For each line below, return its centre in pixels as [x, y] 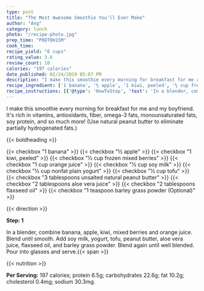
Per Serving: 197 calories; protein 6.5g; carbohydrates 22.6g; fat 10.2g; [95, 275]
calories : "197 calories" [39, 68]
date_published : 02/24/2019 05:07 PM [54, 74]
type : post [20, 12]
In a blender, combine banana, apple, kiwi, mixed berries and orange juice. [100, 232]
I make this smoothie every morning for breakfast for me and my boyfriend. [100, 108]
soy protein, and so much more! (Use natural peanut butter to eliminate [95, 121]
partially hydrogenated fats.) [42, 128]
